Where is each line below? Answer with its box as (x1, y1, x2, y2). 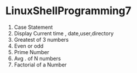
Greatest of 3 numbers (13, 36, 69, 43)
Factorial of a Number (13, 61, 67, 68)
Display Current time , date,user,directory (13, 29, 114, 36)
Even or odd (13, 42, 44, 49)
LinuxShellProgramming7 (5, 4, 132, 18)
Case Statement (13, 24, 53, 31)
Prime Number (13, 48, 49, 55)
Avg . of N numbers (13, 55, 61, 62)
